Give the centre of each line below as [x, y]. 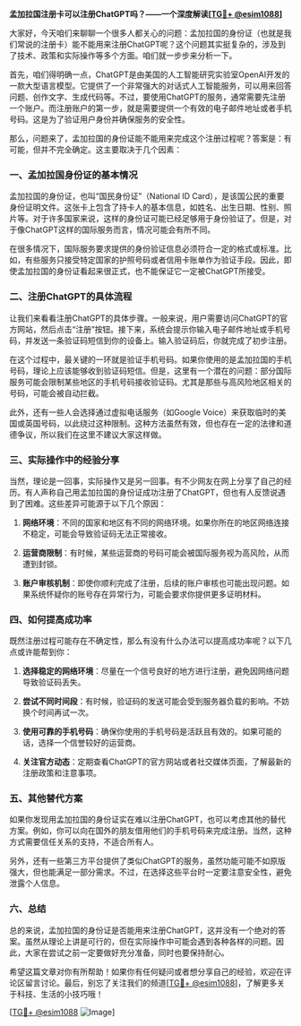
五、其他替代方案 [46, 798]
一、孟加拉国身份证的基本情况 [74, 175]
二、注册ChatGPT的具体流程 [71, 297]
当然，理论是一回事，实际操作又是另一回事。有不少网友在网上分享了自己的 [146, 481]
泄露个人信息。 [37, 884]
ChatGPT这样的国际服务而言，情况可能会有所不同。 [120, 230]
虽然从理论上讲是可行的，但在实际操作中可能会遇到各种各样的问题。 [150, 941]
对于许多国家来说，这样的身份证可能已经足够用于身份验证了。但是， [158, 219]
